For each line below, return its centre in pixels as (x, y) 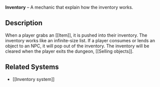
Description (24, 23)
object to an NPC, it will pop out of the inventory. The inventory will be (77, 46)
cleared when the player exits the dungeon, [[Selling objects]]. (69, 51)
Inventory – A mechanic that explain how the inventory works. (69, 7)
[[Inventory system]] (33, 79)
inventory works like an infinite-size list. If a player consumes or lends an (80, 40)
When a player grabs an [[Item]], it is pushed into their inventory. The (76, 35)
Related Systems (32, 67)
